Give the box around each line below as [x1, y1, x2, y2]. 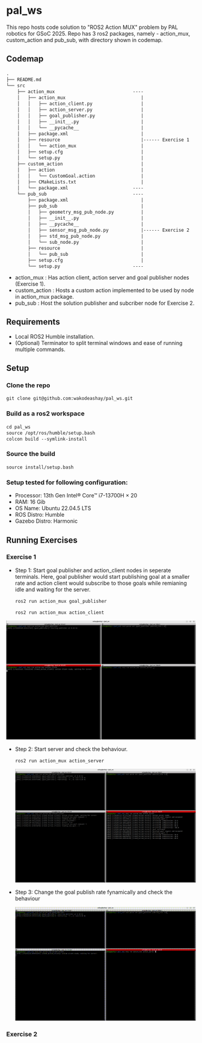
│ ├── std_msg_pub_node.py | [28, 233, 144, 239]
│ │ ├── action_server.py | [17, 107, 144, 113]
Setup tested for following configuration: [6, 478, 128, 487]
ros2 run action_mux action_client [14, 609, 105, 615]
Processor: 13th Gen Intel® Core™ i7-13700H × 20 [14, 492, 138, 499]
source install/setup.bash [6, 464, 74, 470]
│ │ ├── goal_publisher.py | [17, 113, 144, 119]
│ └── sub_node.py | [28, 239, 144, 245]
